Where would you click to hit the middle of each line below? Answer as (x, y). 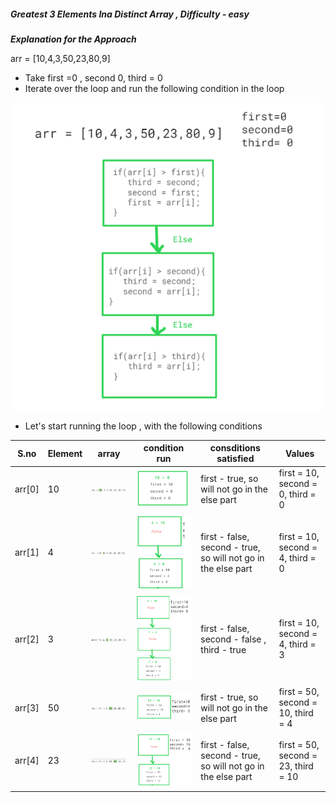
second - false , (233, 639)
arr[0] (27, 489)
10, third (296, 713)
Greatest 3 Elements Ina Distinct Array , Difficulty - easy (130, 14)
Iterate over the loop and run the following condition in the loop (154, 88)
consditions (235, 448)
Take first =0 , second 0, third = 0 (93, 77)
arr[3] (27, 707)
